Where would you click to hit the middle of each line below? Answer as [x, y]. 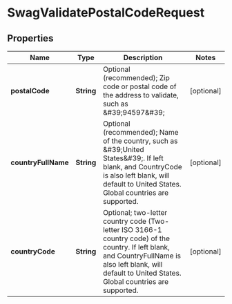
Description [143, 58]
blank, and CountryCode [142, 167]
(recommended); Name [141, 132]
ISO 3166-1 [142, 230]
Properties [30, 38]
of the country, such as [140, 141]
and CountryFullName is [142, 256]
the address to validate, [141, 95]
